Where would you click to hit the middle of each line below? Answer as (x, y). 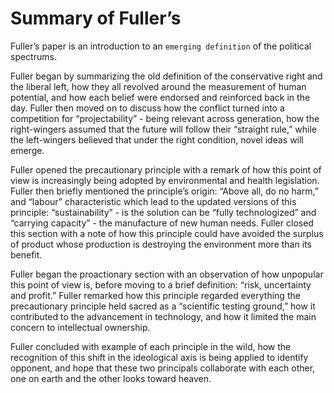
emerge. (27, 150)
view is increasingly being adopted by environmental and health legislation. (165, 180)
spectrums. (33, 56)
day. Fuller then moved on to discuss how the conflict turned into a (147, 108)
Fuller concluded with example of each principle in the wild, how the (151, 346)
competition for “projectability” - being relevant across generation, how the (165, 118)
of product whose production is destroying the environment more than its (161, 244)
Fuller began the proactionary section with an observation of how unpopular (167, 274)
